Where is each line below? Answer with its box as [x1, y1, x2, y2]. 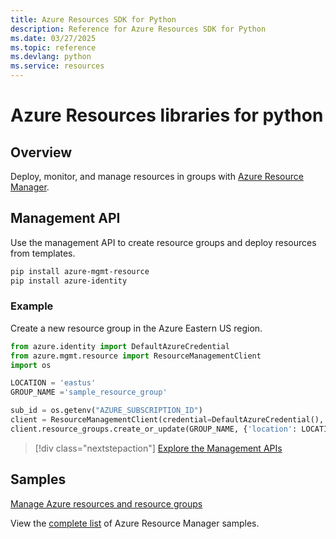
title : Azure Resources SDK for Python [10, 14, 177, 25]
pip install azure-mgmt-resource [10, 266, 150, 276]
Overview [10, 144, 73, 161]
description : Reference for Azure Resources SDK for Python [10, 24, 267, 34]
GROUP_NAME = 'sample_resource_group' [10, 387, 168, 398]
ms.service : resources [10, 61, 105, 71]
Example [10, 299, 54, 313]
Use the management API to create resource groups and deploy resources [10, 236, 317, 248]
